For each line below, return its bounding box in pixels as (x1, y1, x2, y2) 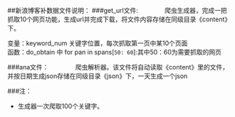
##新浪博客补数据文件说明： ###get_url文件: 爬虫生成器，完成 (7, 6, 215, 14)
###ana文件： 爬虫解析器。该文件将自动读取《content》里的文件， (7, 63, 229, 71)
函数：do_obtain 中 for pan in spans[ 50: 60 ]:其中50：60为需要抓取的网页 (7, 48, 222, 56)
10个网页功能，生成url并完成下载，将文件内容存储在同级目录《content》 (19, 15, 231, 23)
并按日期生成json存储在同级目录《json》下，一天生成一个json (7, 72, 188, 80)
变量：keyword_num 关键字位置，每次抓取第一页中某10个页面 (7, 39, 188, 48)
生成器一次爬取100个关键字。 (17, 102, 104, 110)
